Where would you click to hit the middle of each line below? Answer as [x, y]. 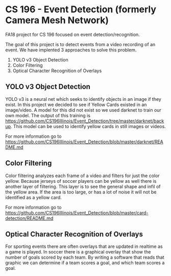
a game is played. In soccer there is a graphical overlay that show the [78, 252]
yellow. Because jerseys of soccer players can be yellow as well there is [81, 181]
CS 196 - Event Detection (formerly [81, 9]
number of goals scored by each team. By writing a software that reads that [85, 258]
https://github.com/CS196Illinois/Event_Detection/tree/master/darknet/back [85, 121]
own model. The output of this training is [48, 115]
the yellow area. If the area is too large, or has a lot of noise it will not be [81, 192]
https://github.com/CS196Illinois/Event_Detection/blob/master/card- [77, 213]
